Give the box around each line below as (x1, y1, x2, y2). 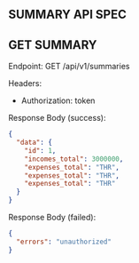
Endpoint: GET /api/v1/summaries (8, 61, 130, 72)
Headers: (8, 78, 42, 89)
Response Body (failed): (8, 212, 97, 223)
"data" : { (16, 138, 52, 147)
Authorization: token (20, 95, 96, 106)
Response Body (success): (8, 113, 106, 124)
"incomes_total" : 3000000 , (24, 155, 124, 163)
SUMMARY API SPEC (8, 7, 127, 22)
